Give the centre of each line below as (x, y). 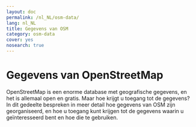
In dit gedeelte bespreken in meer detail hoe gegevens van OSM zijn (91, 104)
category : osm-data (31, 34)
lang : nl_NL (21, 23)
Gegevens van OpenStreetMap (85, 75)
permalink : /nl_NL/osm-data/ (43, 17)
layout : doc (21, 12)
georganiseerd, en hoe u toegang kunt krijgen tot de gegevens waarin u (95, 111)
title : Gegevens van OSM (37, 29)
